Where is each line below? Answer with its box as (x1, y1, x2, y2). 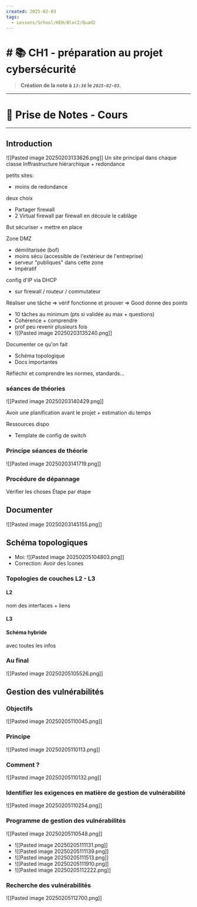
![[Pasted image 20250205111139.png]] (14, 848, 109, 855)
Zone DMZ (6, 235, 32, 242)
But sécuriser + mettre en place (6, 224, 83, 231)
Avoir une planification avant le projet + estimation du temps (6, 409, 151, 416)
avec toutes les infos (6, 642, 56, 649)
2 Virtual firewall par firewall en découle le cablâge (14, 212, 138, 219)
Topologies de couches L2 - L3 (6, 574, 96, 583)
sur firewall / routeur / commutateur (14, 288, 101, 295)
